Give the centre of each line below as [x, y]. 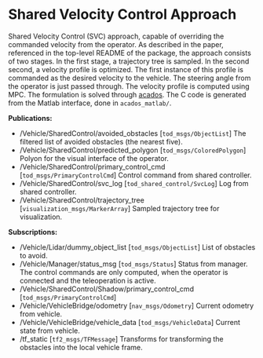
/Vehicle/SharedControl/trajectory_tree [82, 200]
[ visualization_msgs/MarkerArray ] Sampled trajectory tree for [119, 208]
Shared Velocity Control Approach [122, 15]
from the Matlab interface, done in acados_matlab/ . [90, 103]
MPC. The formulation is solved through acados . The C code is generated [127, 94]
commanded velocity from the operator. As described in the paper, [116, 44]
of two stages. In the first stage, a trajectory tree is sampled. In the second [129, 61]
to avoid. [34, 255]
